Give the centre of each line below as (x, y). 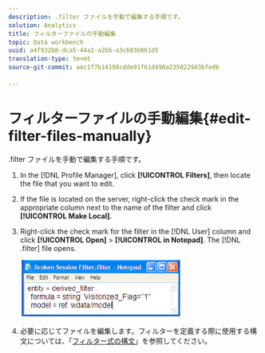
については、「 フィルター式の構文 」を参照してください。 (119, 341)
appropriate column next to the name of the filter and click (115, 207)
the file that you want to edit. (67, 183)
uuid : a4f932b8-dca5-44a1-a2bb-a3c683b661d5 (83, 51)
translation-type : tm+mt (49, 59)
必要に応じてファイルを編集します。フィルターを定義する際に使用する (135, 331)
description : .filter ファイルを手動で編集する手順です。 (96, 17)
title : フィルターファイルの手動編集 (62, 33)
